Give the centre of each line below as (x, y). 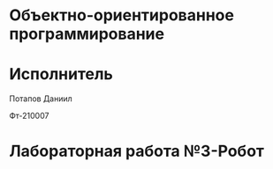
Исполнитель (61, 74)
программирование (87, 34)
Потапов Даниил (41, 99)
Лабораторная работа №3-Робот (137, 151)
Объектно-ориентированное (121, 15)
